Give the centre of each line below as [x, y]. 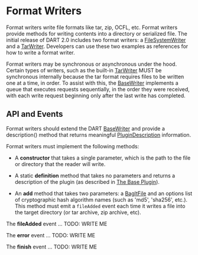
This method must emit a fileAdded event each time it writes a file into [100, 206]
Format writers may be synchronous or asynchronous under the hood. [92, 64]
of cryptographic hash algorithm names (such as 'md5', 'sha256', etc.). [101, 199]
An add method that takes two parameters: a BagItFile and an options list [103, 193]
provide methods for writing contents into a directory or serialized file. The [97, 33]
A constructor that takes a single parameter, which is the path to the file [103, 158]
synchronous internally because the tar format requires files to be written [95, 76]
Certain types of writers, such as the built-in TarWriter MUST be [84, 70]
